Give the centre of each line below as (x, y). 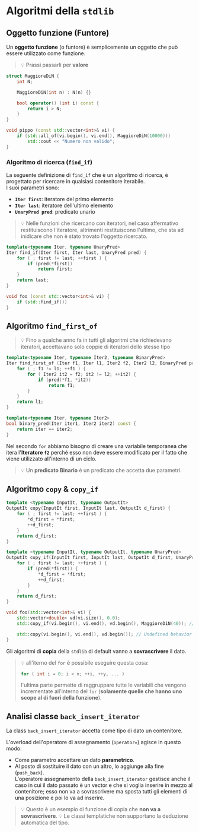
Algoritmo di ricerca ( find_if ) (49, 162)
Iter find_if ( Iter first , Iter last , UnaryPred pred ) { (76, 253)
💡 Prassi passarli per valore (54, 65)
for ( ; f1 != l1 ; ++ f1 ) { (51, 369)
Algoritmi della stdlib (60, 11)
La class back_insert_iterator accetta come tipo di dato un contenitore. (94, 731)
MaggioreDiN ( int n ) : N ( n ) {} (54, 92)
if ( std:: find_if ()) (42, 302)
